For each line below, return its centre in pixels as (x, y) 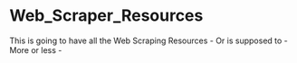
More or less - (36, 49)
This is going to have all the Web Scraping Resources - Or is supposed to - (148, 40)
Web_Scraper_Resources (106, 16)
